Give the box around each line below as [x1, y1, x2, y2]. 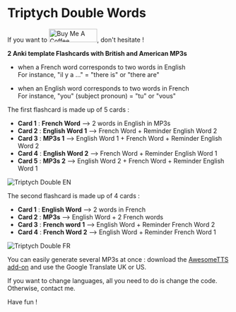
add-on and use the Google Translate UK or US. [7, 262, 147, 271]
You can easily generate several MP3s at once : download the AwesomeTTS [7, 255, 229, 263]
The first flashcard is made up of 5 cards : [7, 105, 129, 114]
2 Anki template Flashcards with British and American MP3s [7, 49, 187, 57]
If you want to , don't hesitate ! [7, 35, 145, 44]
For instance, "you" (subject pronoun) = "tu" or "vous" [17, 91, 177, 100]
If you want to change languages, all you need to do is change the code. [7, 276, 218, 284]
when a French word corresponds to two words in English [17, 62, 186, 71]
